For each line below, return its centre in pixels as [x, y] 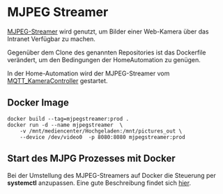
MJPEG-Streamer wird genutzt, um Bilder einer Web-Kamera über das [108, 31]
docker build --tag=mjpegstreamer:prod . [68, 119]
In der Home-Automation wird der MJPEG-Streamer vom [89, 73]
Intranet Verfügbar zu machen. [51, 38]
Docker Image [38, 103]
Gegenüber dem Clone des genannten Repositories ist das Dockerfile [107, 52]
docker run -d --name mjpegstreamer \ [65, 125]
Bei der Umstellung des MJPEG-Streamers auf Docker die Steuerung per [111, 175]
